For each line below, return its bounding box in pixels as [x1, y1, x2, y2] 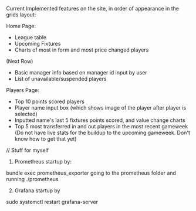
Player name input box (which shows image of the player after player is [14, 104, 187, 111]
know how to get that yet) [14, 135, 77, 142]
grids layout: [6, 11, 36, 18]
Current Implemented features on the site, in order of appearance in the [6, 5, 179, 12]
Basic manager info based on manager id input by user [14, 69, 148, 76]
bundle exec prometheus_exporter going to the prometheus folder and [6, 169, 176, 176]
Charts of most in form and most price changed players [14, 46, 149, 53]
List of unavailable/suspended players [14, 76, 107, 82]
